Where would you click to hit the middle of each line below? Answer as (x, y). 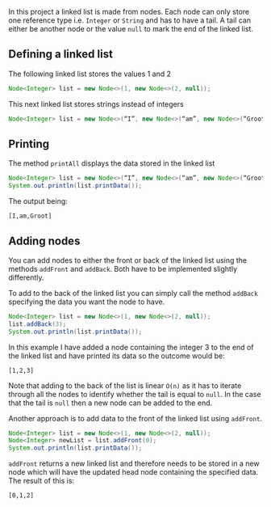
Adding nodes (44, 241)
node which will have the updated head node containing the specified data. (133, 472)
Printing (29, 144)
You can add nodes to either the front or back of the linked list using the (128, 260)
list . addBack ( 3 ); (38, 324)
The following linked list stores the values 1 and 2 (90, 74)
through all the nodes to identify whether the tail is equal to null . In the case (135, 394)
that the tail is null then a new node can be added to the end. (110, 403)
